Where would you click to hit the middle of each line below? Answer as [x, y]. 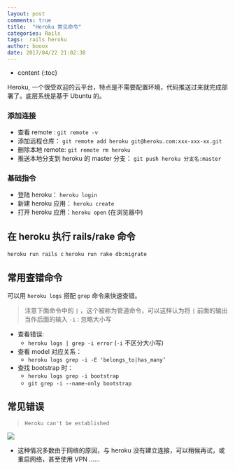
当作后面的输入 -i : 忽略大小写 [68, 320]
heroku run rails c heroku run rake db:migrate [77, 255]
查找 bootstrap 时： [45, 368]
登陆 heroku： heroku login [57, 195]
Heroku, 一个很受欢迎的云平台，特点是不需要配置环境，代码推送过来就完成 [114, 87]
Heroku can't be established [67, 423]
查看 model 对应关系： [50, 352]
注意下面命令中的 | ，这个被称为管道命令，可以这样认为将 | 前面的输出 [126, 311]
